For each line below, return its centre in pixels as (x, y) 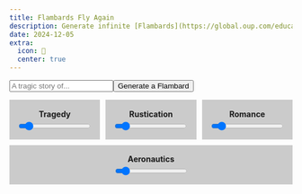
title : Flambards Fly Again (62, 18)
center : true (42, 59)
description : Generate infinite (70, 26)
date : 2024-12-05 (42, 34)
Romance (247, 114)
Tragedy (55, 114)
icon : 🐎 (32, 51)
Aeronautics (151, 159)
